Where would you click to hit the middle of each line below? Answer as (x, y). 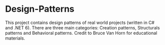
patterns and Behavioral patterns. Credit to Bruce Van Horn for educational (81, 33)
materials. (15, 38)
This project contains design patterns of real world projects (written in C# (80, 22)
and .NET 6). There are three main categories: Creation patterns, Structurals (82, 27)
